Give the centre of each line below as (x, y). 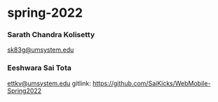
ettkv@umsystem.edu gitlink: (49, 83)
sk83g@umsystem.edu (41, 50)
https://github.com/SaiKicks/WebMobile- (151, 83)
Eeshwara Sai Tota (39, 68)
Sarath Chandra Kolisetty (51, 35)
